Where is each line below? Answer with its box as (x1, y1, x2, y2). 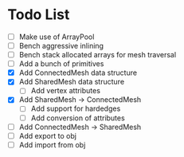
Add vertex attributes (30, 86, 101, 96)
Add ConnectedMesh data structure (18, 68, 137, 77)
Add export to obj (18, 131, 77, 140)
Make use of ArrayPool (18, 32, 95, 41)
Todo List (7, 6, 70, 24)
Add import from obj (18, 139, 86, 149)
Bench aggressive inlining (18, 41, 104, 50)
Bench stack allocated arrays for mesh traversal (18, 50, 177, 60)
